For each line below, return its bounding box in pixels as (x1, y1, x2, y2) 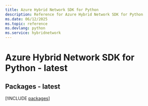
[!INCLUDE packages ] (5, 96, 50, 101)
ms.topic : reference (5, 21, 48, 26)
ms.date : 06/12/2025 (5, 16, 48, 21)
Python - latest (5, 63, 68, 74)
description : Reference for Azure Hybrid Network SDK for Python (5, 12, 143, 17)
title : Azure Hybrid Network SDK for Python (5, 7, 99, 12)
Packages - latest (5, 82, 61, 91)
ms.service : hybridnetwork (5, 30, 61, 35)
